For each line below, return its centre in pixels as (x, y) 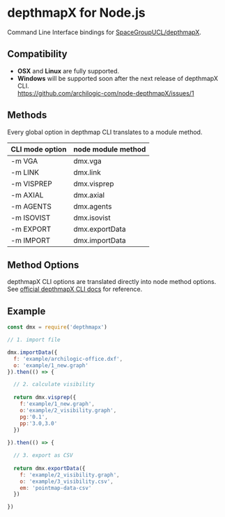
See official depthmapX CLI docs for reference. (75, 289)
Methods (27, 115)
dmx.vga (87, 160)
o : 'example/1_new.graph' (51, 365)
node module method (109, 149)
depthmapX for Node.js (76, 13)
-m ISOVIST (31, 218)
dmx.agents (92, 206)
